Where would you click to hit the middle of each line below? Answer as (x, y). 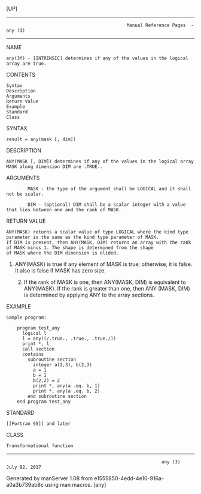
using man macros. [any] (75, 485)
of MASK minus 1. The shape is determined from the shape (80, 248)
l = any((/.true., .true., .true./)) (69, 339)
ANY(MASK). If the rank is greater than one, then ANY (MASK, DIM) (107, 288)
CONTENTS (21, 75)
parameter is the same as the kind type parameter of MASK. (83, 237)
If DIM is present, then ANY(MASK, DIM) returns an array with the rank (99, 242)
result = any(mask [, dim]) (41, 139)
